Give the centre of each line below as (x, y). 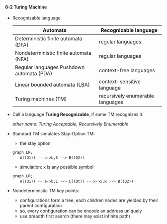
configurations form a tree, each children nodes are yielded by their (89, 200)
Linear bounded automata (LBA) (52, 85)
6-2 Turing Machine (26, 7)
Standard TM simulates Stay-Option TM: (54, 134)
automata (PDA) (34, 74)
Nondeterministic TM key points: (46, 191)
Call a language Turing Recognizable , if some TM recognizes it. (78, 114)
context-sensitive (120, 82)
